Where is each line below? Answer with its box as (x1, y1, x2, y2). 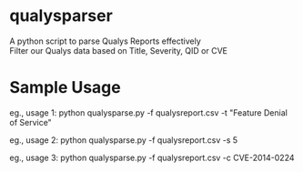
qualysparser (9, 5, 114, 26)
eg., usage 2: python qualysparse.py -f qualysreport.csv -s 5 (9, 134, 238, 146)
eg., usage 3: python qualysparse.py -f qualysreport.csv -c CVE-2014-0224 (9, 152, 295, 163)
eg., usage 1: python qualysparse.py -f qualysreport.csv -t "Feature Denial (9, 106, 288, 118)
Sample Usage (9, 77, 121, 98)
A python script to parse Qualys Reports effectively (9, 35, 202, 46)
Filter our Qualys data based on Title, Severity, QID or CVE (9, 45, 228, 56)
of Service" (9, 116, 52, 127)
